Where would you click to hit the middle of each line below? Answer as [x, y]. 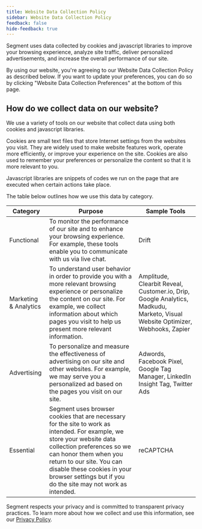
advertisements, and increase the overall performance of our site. [87, 58]
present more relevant [80, 329]
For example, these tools [84, 244]
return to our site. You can [86, 462]
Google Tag [155, 369]
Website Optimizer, [165, 322]
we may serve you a [78, 377]
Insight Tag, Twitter [166, 384]
